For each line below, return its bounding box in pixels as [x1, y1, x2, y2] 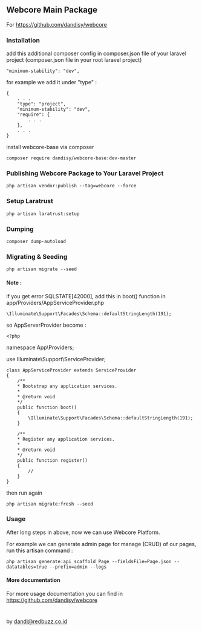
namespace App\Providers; [6, 344, 74, 351]
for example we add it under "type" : [6, 79, 97, 86]
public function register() [17, 457, 88, 463]
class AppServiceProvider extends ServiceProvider [6, 367, 137, 373]
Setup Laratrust [6, 197, 53, 205]
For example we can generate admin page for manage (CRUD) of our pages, [6, 540, 197, 547]
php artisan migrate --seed [6, 266, 77, 272]
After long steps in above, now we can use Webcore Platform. [6, 529, 160, 536]
